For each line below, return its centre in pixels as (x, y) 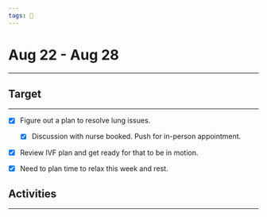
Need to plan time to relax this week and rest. (94, 169)
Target (25, 93)
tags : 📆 (21, 15)
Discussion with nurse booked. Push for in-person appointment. (136, 137)
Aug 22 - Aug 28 (64, 54)
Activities (33, 194)
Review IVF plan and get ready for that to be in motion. (109, 153)
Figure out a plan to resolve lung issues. (85, 121)
